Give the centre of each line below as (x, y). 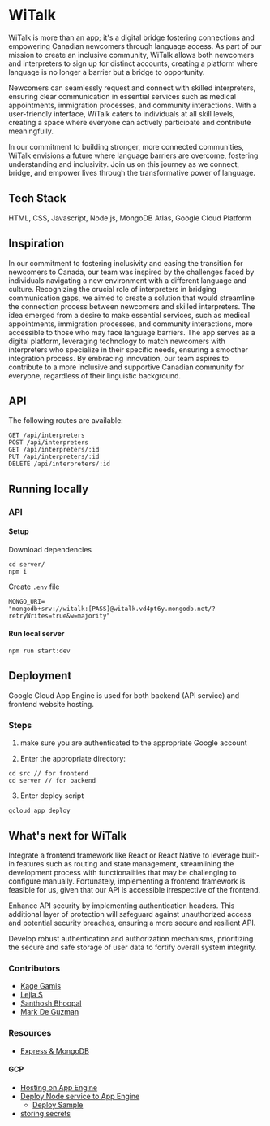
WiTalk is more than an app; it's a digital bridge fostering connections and (131, 37)
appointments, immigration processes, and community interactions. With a (133, 105)
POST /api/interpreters (49, 443)
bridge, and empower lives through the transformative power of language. (132, 172)
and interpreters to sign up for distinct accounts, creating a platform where (133, 63)
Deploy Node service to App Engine (80, 1096)
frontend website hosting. (51, 704)
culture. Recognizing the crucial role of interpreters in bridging (113, 289)
